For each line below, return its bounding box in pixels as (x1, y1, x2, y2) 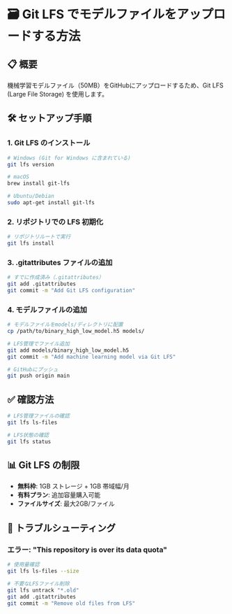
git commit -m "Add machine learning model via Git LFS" (7, 353, 176, 360)
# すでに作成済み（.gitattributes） (7, 274, 105, 281)
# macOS (7, 173, 30, 180)
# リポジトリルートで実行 (7, 234, 71, 241)
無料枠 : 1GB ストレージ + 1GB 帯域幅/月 (17, 482, 130, 490)
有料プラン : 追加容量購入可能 (17, 491, 101, 499)
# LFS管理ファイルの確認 (7, 413, 70, 420)
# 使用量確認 (7, 561, 40, 569)
